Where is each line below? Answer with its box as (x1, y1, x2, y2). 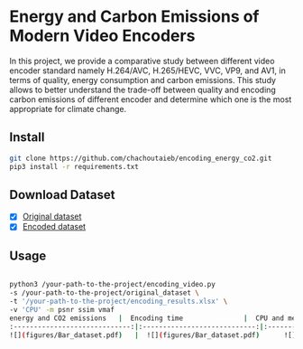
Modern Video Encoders (9, 25, 196, 46)
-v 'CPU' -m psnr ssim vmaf (9, 305, 115, 314)
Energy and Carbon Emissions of (9, 6, 260, 27)
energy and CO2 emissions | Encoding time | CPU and (9, 314, 284, 323)
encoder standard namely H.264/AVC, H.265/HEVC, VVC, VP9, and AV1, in (9, 65, 286, 76)
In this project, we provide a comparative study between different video (9, 55, 275, 66)
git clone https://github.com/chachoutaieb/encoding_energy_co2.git (9, 154, 272, 163)
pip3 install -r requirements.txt (9, 162, 140, 171)
